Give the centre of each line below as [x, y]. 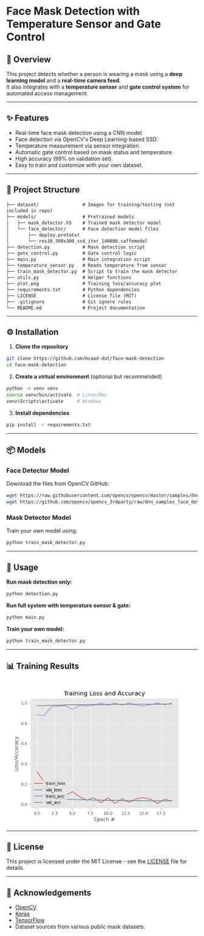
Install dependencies [42, 413]
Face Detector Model [38, 470]
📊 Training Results [43, 666]
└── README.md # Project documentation [76, 308]
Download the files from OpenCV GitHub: [58, 483]
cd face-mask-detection [36, 365]
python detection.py [32, 594]
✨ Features [28, 118]
